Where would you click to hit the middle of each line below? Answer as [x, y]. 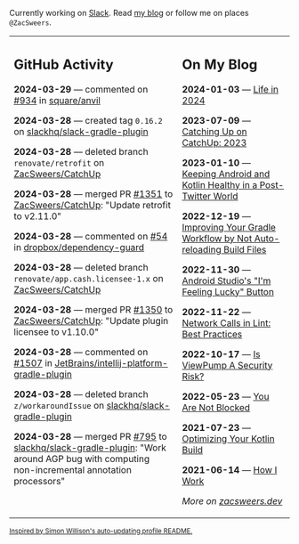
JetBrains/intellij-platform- [112, 362]
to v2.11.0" [38, 215]
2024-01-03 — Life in [230, 89]
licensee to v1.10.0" [57, 331]
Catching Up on [214, 131]
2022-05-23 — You [226, 396]
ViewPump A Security [227, 365]
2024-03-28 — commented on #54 [91, 236]
